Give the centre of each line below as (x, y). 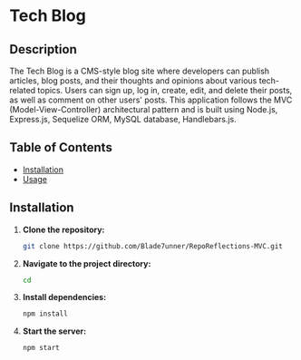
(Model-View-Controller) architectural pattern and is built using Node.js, (144, 109)
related (23, 90)
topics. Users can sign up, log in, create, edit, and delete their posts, (165, 90)
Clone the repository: (63, 229)
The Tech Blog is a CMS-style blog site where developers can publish (140, 71)
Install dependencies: (64, 297)
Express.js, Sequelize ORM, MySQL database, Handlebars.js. (123, 119)
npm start (41, 348)
